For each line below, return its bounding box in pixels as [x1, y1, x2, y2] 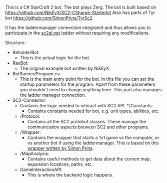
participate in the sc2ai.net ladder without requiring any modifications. [5, 30, 150, 36]
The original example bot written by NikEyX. [19, 65, 111, 71]
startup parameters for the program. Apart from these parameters [19, 81, 155, 87]
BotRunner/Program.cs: [12, 71, 61, 77]
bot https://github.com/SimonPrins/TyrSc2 [5, 15, 92, 21]
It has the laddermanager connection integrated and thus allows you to [5, 25, 151, 31]
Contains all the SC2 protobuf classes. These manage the [27, 119, 146, 124]
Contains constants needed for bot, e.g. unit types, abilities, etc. [27, 108, 159, 114]
